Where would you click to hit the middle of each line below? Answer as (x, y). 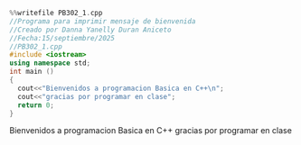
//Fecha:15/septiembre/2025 (62, 38)
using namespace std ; (50, 63)
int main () (32, 72)
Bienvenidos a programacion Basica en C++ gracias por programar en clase (150, 131)
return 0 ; (36, 105)
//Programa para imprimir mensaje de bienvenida (103, 21)
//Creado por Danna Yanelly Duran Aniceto (90, 30)
